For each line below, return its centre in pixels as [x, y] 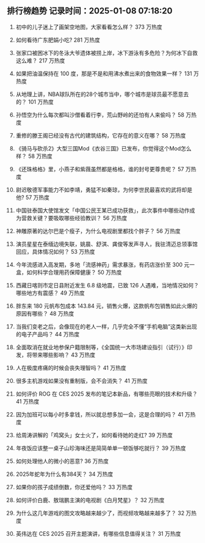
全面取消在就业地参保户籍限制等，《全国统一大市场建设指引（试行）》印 [104, 347]
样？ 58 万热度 [34, 156]
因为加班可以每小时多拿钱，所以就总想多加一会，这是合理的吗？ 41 [99, 414]
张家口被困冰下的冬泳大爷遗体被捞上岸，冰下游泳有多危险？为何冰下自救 [106, 53]
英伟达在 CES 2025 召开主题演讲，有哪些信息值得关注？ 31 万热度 [98, 533]
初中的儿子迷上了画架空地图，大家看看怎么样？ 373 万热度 [89, 27]
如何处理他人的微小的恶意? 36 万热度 [62, 461]
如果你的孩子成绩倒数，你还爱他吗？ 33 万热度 [74, 487]
